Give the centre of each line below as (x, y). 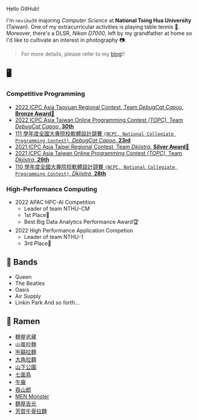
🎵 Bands (22, 262)
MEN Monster (32, 396)
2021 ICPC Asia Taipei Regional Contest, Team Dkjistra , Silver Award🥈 (102, 147)
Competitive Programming (46, 94)
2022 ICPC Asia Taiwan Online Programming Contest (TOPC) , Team (99, 119)
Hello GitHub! (23, 9)
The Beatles (30, 283)
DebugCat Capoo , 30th (44, 126)
